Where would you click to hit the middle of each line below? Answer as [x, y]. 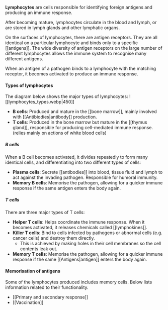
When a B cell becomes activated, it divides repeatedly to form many [76, 157]
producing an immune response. [39, 13]
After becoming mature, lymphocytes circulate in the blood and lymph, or [81, 22]
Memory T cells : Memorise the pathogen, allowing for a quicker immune [88, 254]
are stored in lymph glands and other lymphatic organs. [62, 28]
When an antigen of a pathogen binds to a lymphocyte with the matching [81, 68]
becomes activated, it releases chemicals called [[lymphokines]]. [80, 228]
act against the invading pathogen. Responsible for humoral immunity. [85, 177]
